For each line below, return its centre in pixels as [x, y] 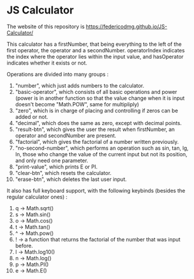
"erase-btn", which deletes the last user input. [71, 179]
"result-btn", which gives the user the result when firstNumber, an [95, 129]
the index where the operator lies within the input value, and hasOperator [95, 56]
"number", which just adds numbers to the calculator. [80, 85]
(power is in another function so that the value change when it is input [100, 98]
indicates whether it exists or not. [47, 63]
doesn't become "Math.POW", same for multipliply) [77, 104]
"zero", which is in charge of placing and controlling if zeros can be [96, 110]
